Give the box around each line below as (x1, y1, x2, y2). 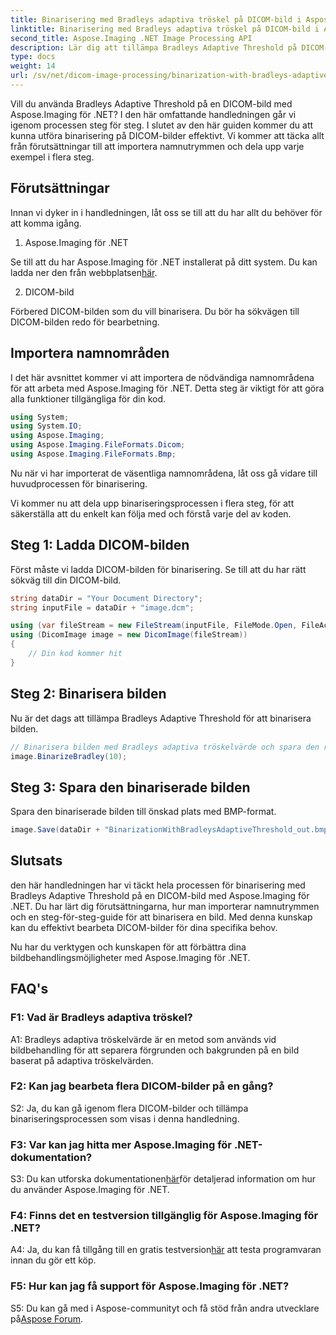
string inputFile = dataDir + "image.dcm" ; (10, 602, 195, 613)
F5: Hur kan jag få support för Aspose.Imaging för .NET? (10, 1279, 290, 1293)
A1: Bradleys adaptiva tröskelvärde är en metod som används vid (10, 1033, 277, 1045)
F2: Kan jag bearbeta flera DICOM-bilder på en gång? (10, 1079, 274, 1093)
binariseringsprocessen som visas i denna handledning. (10, 1112, 240, 1125)
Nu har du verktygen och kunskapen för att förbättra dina (10, 941, 247, 953)
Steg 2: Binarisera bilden (10, 686, 167, 703)
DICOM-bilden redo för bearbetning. (10, 316, 160, 328)
